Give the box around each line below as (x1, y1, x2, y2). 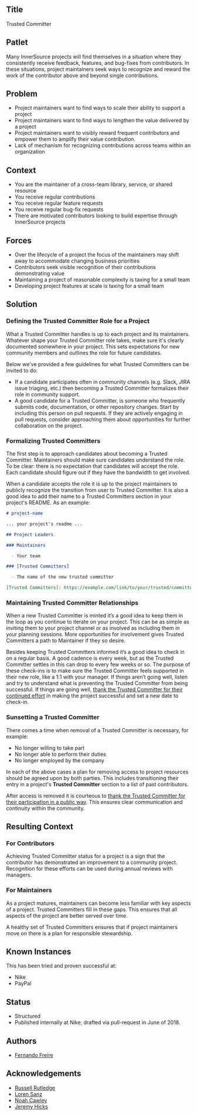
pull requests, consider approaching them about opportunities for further (14, 416, 191, 423)
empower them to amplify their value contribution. (14, 135, 136, 143)
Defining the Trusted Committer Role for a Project (6, 317, 150, 325)
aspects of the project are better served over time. (6, 912, 128, 919)
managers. (6, 871, 32, 879)
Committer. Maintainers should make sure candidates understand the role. (6, 456, 185, 464)
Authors (6, 1036, 37, 1046)
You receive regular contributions (14, 194, 96, 201)
